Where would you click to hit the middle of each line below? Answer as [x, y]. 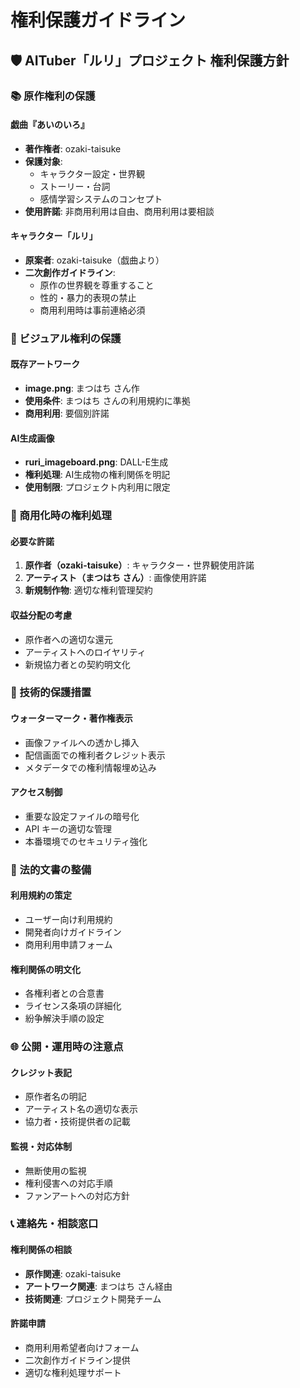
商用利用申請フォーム [68, 945]
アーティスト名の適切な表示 [81, 1109]
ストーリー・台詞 [75, 186]
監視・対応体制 [41, 1146]
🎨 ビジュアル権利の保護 [66, 338]
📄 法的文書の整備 [51, 869]
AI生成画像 [32, 438]
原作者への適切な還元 [68, 639]
